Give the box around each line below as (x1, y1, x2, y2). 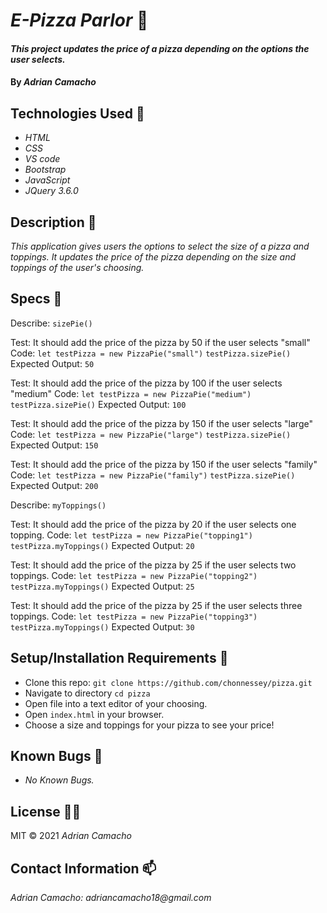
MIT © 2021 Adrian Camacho (10, 830, 132, 842)
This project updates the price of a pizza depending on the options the (10, 42, 310, 54)
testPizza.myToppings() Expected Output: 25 (10, 580, 195, 592)
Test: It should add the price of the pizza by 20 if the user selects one (10, 518, 297, 530)
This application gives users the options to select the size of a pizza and (10, 240, 310, 252)
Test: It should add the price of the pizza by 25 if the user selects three (10, 599, 303, 611)
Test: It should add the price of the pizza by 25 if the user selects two (10, 559, 297, 571)
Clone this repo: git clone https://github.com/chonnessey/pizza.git (24, 676, 313, 688)
